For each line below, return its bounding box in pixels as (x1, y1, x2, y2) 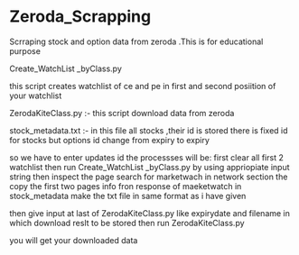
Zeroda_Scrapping (9, 6, 152, 27)
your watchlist (9, 90, 62, 101)
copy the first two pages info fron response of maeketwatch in (9, 180, 242, 191)
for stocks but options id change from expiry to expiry (9, 134, 210, 145)
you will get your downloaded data (9, 234, 138, 245)
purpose (9, 45, 41, 56)
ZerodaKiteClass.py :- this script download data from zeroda (9, 107, 235, 118)
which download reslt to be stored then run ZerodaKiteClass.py (9, 217, 246, 228)
